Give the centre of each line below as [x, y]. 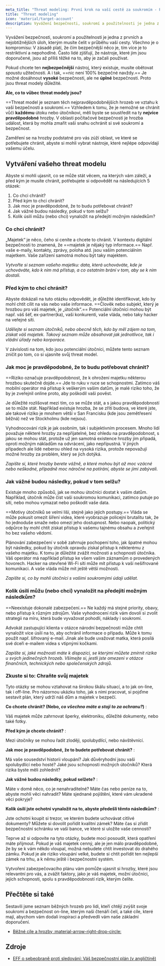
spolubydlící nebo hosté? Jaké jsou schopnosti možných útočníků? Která [79, 764]
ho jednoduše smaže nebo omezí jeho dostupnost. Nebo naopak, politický [81, 523]
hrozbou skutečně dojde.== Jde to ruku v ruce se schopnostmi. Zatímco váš [83, 383]
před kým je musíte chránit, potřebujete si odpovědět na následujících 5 [78, 181]
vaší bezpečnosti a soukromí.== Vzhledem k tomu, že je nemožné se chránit [82, 107]
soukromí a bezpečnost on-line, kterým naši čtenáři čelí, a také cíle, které [79, 912]
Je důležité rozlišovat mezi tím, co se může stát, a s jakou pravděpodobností [82, 402]
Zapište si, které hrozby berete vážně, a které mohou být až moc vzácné [79, 463]
